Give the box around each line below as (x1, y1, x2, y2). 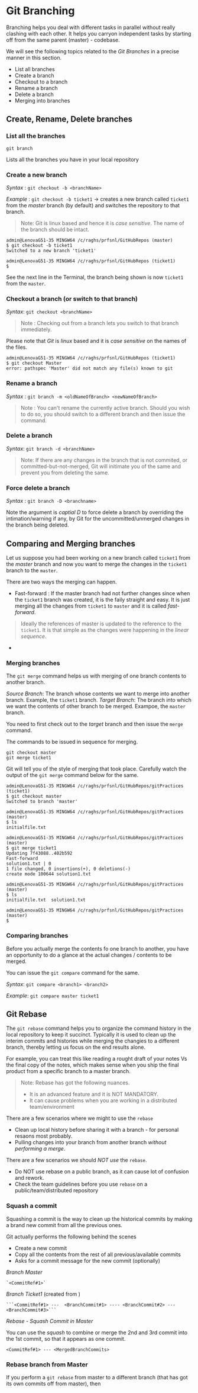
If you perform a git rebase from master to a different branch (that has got (6, 1373, 188, 1381)
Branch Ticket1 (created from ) (6, 1290, 81, 1298)
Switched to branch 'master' (6, 798, 78, 805)
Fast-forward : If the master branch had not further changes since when (14, 589, 190, 596)
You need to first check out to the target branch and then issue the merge (6, 721, 183, 728)
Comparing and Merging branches (6, 538, 136, 548)
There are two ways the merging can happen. (6, 578, 117, 585)
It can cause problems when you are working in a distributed (29, 1097, 177, 1104)
